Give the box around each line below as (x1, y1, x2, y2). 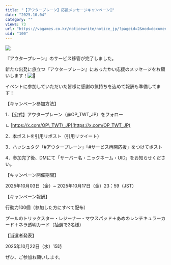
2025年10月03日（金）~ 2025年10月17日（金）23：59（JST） (5, 183, 136, 189)
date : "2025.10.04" (5, 12, 47, 17)
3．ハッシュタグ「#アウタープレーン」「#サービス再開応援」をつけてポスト (5, 144, 163, 150)
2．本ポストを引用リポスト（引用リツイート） (5, 133, 102, 139)
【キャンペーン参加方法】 (5, 100, 59, 107)
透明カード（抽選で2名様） (27, 222, 84, 227)
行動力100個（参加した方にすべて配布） (5, 204, 88, 210)
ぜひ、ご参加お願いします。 (5, 254, 63, 260)
